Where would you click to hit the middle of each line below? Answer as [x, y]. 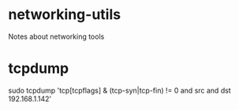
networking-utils [64, 15]
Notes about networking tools [56, 36]
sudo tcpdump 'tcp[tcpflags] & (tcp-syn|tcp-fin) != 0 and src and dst [119, 90]
